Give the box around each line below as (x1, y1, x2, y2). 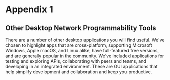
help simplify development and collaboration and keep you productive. (5, 69, 152, 75)
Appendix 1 (5, 4, 53, 15)
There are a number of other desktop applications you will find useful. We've (5, 37, 165, 43)
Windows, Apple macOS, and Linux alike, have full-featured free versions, (5, 48, 159, 53)
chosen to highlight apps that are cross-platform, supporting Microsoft (5, 42, 153, 48)
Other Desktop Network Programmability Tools (5, 24, 156, 32)
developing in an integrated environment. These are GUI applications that (5, 64, 158, 69)
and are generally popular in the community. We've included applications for (5, 53, 164, 59)
